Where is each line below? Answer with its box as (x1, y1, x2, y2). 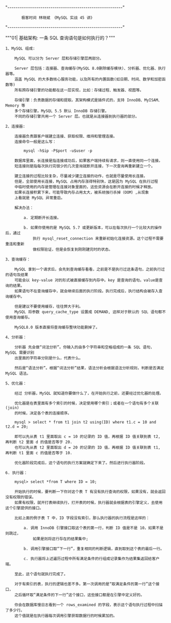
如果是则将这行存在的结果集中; (32, 536, 88, 541)
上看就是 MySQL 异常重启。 (14, 195, 65, 200)
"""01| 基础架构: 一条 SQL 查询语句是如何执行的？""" (5, 35, 115, 41)
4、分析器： (5, 335, 27, 340)
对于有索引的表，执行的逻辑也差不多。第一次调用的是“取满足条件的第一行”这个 (14, 581, 156, 587)
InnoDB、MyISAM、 (127, 97, 162, 103)
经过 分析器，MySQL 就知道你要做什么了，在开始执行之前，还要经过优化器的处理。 (14, 391, 163, 396)
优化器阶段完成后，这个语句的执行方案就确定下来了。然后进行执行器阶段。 (14, 460, 148, 466)
